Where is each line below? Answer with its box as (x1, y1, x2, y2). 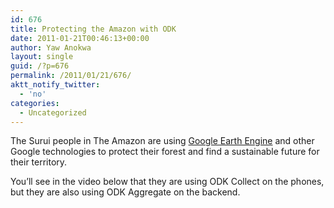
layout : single (10, 52, 74, 62)
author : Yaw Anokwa (10, 42, 92, 53)
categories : (10, 98, 60, 108)
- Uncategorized (19, 107, 87, 118)
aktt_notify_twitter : (10, 80, 101, 90)
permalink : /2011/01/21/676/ (10, 71, 132, 81)
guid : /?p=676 (10, 61, 70, 71)
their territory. (10, 156, 68, 168)
